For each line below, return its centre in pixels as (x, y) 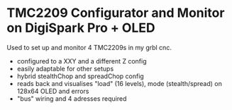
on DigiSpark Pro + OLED (81, 28)
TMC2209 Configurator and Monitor (116, 13)
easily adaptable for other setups (65, 68)
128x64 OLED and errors (53, 91)
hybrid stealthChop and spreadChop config (81, 76)
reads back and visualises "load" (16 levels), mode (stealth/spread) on (120, 83)
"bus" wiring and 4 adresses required (72, 98)
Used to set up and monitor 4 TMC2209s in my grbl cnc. (89, 47)
